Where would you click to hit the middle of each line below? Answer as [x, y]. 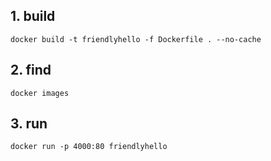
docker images [40, 93]
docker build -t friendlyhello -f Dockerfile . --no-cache [136, 39]
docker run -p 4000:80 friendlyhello [89, 147]
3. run [29, 124]
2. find [31, 70]
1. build [33, 16]
